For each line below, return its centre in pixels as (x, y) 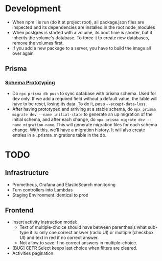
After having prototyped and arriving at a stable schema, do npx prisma (84, 109)
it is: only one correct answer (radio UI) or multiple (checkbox (92, 233)
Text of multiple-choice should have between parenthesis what (83, 227)
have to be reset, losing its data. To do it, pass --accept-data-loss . (79, 104)
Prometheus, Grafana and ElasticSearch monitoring (64, 185)
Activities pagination (33, 253)
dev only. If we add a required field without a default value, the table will (85, 98)
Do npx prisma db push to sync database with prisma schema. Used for (84, 93)
